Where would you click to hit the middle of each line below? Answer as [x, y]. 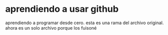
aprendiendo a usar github [62, 9]
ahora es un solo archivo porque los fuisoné [51, 28]
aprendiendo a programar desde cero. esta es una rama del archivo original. [85, 23]
